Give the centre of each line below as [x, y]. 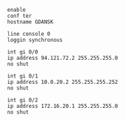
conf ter [20, 16]
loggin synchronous [35, 40]
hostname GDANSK [30, 22]
